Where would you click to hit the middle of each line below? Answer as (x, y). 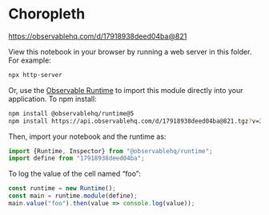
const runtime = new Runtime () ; (62, 189)
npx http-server (35, 75)
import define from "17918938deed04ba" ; (77, 158)
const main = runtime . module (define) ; (73, 196)
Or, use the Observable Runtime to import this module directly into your (126, 90)
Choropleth (47, 14)
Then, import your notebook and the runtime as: (87, 136)
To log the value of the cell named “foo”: (75, 174)
